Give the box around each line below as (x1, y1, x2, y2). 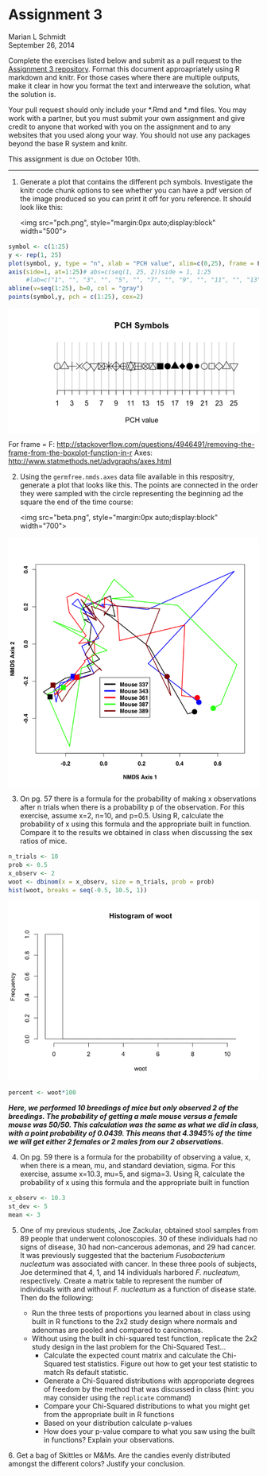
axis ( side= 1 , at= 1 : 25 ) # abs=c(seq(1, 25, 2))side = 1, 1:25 (8, 268, 212, 276)
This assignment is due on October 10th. (8, 153, 141, 164)
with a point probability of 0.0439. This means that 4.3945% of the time (8, 1128, 253, 1138)
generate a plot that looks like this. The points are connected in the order (19, 480, 258, 490)
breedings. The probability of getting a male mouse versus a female (8, 1112, 238, 1121)
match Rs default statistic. (43, 1367, 129, 1377)
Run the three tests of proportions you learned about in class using (31, 1308, 251, 1318)
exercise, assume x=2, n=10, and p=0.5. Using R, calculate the (19, 811, 224, 821)
